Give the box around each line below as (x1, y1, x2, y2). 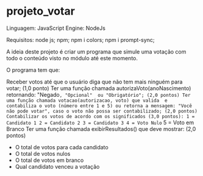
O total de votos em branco (15, 157, 84, 164)
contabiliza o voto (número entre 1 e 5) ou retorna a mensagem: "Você (6, 102, 192, 109)
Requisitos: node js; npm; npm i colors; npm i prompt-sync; (6, 36, 155, 43)
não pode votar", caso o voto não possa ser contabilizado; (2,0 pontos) (6, 108, 198, 114)
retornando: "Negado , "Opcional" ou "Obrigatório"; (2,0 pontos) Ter (6, 91, 191, 98)
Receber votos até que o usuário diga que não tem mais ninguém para (6, 78, 183, 85)
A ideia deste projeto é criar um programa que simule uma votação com (6, 48, 187, 55)
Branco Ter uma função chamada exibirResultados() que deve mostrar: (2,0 (6, 125, 196, 132)
